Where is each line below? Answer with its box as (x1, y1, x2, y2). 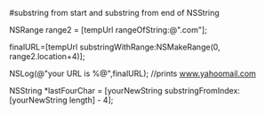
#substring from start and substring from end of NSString (9, 8, 220, 18)
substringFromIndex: (164, 86, 240, 95)
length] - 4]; (68, 95, 114, 105)
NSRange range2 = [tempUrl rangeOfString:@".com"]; (9, 25, 207, 34)
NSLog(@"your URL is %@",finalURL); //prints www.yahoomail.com (9, 68, 256, 79)
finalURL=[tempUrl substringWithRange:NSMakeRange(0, (9, 42, 221, 52)
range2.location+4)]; (9, 51, 85, 61)
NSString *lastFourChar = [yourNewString (9, 86, 163, 95)
